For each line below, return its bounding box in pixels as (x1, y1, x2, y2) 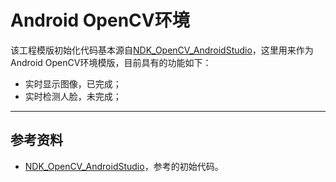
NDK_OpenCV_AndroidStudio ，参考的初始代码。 (24, 160, 224, 172)
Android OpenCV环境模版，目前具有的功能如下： (10, 56, 212, 68)
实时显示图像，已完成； (24, 77, 122, 90)
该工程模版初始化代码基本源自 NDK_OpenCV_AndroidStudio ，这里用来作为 (10, 44, 314, 56)
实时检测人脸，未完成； (24, 90, 122, 102)
